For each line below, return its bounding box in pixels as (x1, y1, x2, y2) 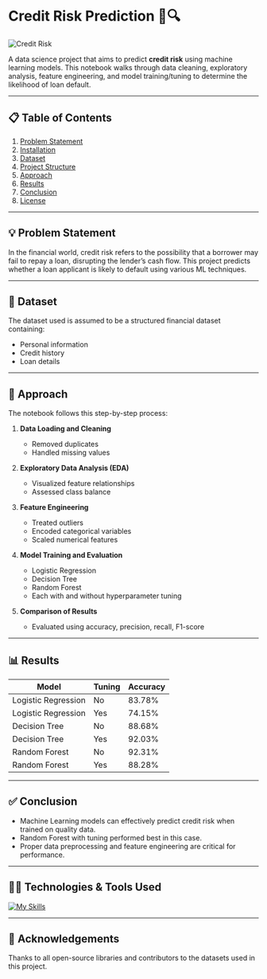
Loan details (19, 357, 60, 366)
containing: (8, 324, 45, 334)
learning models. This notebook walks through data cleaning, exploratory (8, 62, 248, 72)
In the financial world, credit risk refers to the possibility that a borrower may (8, 247, 259, 256)
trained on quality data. (19, 824, 96, 834)
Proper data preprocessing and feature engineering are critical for (19, 841, 236, 851)
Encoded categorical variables (31, 527, 132, 536)
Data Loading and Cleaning (19, 424, 111, 433)
